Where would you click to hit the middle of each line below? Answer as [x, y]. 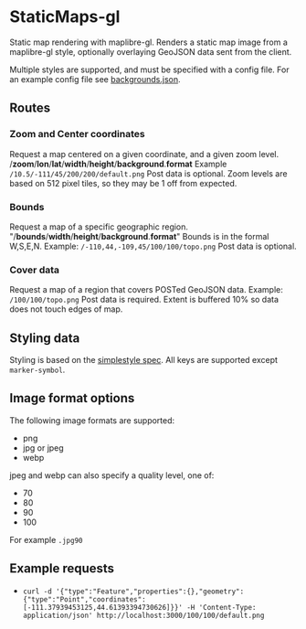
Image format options [72, 398]
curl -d [37, 592]
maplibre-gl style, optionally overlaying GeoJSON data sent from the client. [151, 51]
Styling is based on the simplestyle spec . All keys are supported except [144, 360]
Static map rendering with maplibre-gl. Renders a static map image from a [148, 42]
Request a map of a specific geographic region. [99, 227]
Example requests [62, 569]
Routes [30, 108]
